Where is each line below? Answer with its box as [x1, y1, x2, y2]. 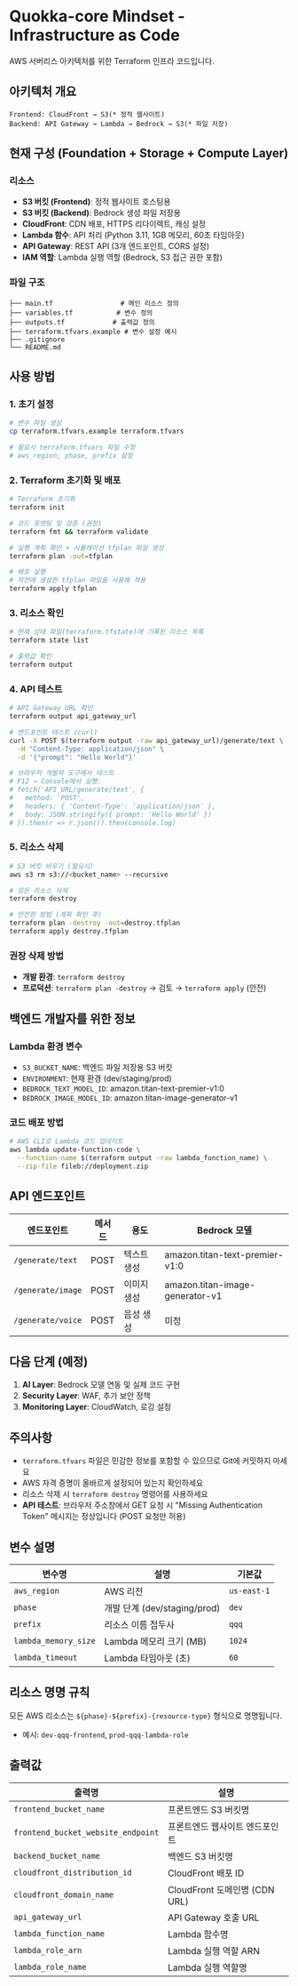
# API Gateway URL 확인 [9, 704, 93, 713]
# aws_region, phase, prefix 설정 [9, 452, 133, 460]
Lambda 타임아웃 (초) [104, 1652, 191, 1664]
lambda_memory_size [13, 1636, 96, 1646]
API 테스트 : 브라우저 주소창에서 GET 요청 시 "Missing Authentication [21, 1500, 263, 1510]
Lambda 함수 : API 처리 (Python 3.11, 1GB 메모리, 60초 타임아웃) [21, 229, 246, 241]
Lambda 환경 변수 [9, 1040, 82, 1053]
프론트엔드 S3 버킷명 [167, 1803, 250, 1815]
